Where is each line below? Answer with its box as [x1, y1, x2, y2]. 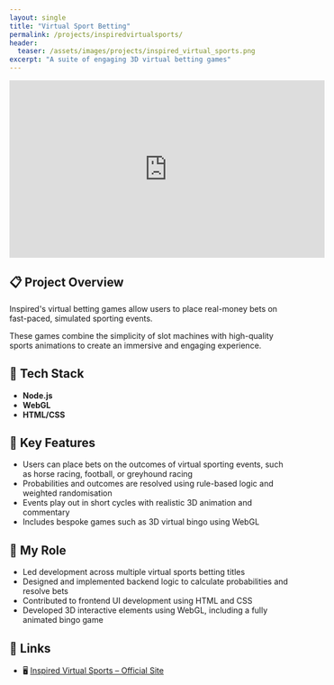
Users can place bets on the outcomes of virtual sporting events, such [22, 459, 284, 470]
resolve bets [22, 586, 69, 597]
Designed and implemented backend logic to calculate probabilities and [22, 576, 288, 587]
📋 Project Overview [9, 275, 124, 290]
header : [9, 38, 39, 48]
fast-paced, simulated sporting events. [9, 313, 153, 324]
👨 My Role [9, 543, 67, 558]
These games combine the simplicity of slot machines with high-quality [9, 330, 275, 341]
